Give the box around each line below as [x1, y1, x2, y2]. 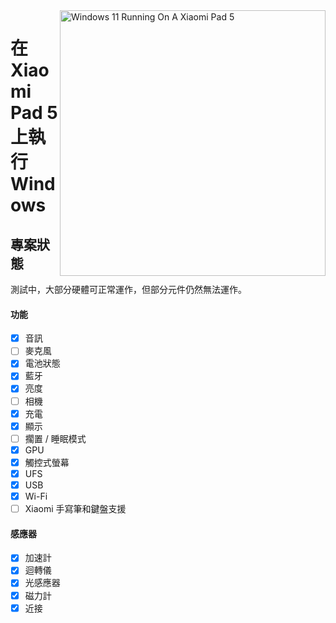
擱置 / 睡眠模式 [24, 432, 87, 444]
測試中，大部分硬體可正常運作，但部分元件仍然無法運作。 [10, 284, 247, 295]
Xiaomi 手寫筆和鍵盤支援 [24, 503, 127, 515]
